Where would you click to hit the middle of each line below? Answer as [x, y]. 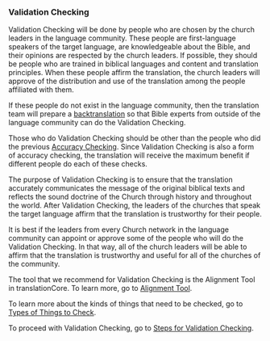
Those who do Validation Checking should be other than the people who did [135, 138]
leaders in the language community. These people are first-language [122, 38]
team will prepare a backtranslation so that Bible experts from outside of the [135, 114]
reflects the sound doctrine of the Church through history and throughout [130, 197]
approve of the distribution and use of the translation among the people [127, 81]
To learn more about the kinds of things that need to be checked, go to [126, 304]
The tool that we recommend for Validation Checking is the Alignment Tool [132, 280]
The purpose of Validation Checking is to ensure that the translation [121, 179]
